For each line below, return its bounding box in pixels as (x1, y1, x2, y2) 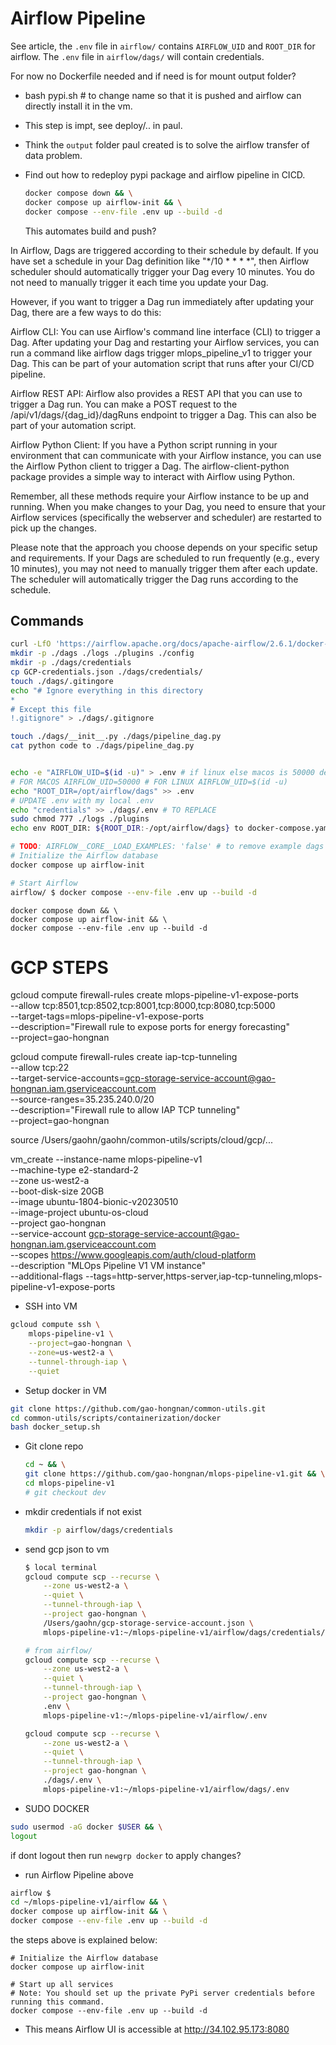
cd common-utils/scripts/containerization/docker (10, 1413, 222, 1423)
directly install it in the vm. (24, 100, 133, 112)
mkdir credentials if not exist (24, 1505, 142, 1517)
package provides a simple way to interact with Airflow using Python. (10, 470, 296, 482)
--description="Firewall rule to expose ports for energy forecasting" (10, 1021, 290, 1033)
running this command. (10, 1997, 105, 2007)
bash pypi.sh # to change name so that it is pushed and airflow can (24, 89, 302, 101)
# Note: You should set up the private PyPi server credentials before (10, 1988, 315, 1999)
